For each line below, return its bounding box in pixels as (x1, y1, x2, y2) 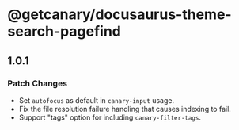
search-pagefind (7, 22, 122, 40)
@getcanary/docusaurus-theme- (7, 6, 232, 24)
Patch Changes (7, 78, 68, 89)
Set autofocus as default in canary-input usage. (18, 95, 175, 105)
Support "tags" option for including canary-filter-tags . (18, 113, 201, 122)
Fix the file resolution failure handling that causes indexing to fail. (18, 104, 231, 113)
